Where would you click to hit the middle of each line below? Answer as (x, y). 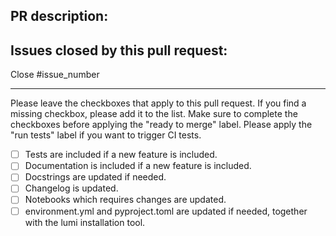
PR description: (59, 16)
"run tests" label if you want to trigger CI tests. (106, 135)
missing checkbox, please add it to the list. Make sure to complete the (154, 114)
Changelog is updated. (71, 188)
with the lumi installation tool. (85, 222)
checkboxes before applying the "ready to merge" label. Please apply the (161, 125)
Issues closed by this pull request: (119, 50)
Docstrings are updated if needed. (95, 177)
